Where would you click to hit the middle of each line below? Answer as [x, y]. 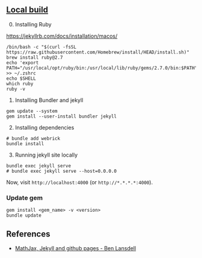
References [28, 234]
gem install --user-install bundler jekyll [62, 116]
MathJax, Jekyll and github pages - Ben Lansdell [75, 248]
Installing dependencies [44, 127]
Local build [27, 10]
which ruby [20, 83]
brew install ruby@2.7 [35, 57]
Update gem [25, 197]
